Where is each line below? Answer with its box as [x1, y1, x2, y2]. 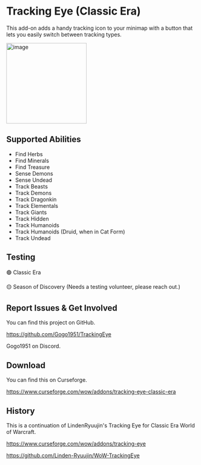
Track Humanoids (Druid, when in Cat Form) [15, 228, 125, 235]
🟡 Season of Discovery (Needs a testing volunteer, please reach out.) [6, 283, 180, 290]
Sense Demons [15, 170, 53, 177]
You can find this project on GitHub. [6, 319, 96, 326]
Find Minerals [15, 157, 50, 164]
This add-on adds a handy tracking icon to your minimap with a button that [6, 24, 193, 32]
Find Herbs [15, 150, 44, 157]
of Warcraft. [6, 429, 36, 435]
